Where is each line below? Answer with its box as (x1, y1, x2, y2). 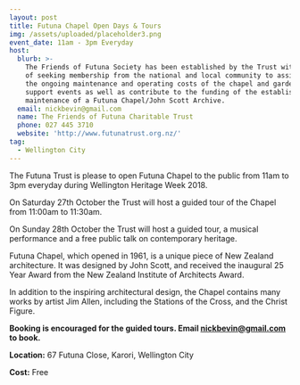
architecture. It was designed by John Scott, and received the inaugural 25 (9, 259, 284, 270)
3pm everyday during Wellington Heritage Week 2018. (9, 179, 208, 190)
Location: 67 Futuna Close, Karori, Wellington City (9, 349, 195, 360)
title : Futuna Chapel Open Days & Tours (9, 21, 162, 30)
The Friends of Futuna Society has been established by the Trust (25, 63, 278, 72)
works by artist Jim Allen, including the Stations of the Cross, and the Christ (9, 296, 288, 307)
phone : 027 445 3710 (17, 121, 94, 130)
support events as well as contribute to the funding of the (25, 87, 257, 96)
